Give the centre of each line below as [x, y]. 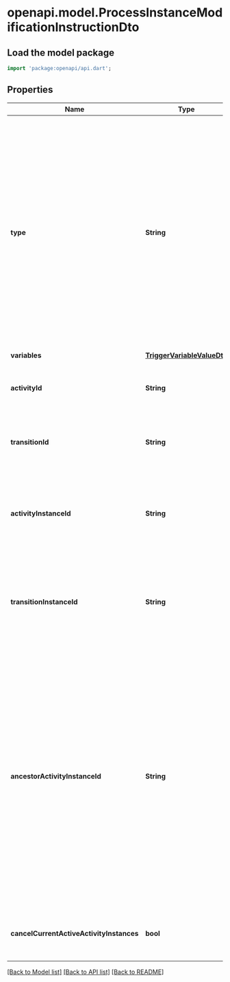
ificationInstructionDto [73, 27]
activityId [26, 388]
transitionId [30, 442]
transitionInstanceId [44, 601]
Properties [30, 90]
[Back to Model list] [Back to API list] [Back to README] [86, 972]
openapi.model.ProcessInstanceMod [115, 13]
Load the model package [61, 53]
